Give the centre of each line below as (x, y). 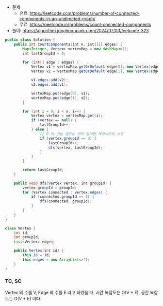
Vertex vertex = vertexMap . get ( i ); (67, 116)
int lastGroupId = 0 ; (44, 53)
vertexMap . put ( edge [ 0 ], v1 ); (60, 93)
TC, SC (13, 281)
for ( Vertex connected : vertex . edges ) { (65, 192)
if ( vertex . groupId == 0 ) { (68, 138)
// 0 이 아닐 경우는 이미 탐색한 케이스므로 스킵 (81, 134)
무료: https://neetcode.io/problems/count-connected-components (85, 24)
